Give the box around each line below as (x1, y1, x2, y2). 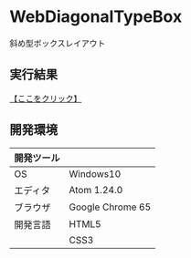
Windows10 (69, 167, 122, 180)
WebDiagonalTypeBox (9, 6, 183, 27)
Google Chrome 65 (69, 201, 152, 213)
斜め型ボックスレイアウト (9, 37, 106, 48)
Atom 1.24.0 (69, 183, 123, 196)
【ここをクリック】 (9, 93, 82, 104)
